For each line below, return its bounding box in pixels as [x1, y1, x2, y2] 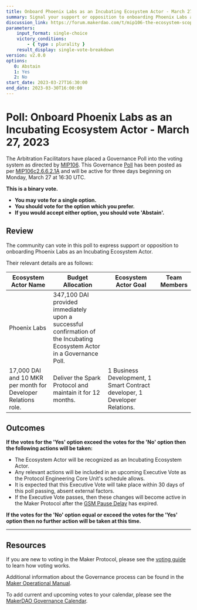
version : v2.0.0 [6, 52, 46, 58]
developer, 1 [107, 388, 143, 396]
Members [160, 281, 188, 289]
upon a [53, 312, 72, 321]
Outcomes [6, 423, 45, 433]
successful [53, 320, 84, 328]
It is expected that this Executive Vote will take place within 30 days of [14, 481, 185, 488]
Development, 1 [107, 374, 152, 382]
